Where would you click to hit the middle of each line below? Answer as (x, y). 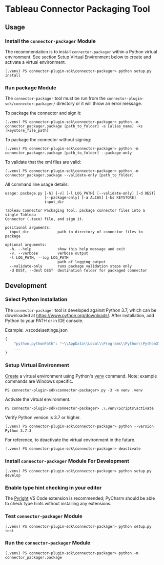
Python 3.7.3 (18, 430)
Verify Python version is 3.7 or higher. (43, 417)
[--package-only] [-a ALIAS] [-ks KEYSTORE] (90, 198)
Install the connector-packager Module (51, 41)
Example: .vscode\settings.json (36, 330)
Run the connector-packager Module (48, 543)
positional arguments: (28, 228)
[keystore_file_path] (27, 131)
